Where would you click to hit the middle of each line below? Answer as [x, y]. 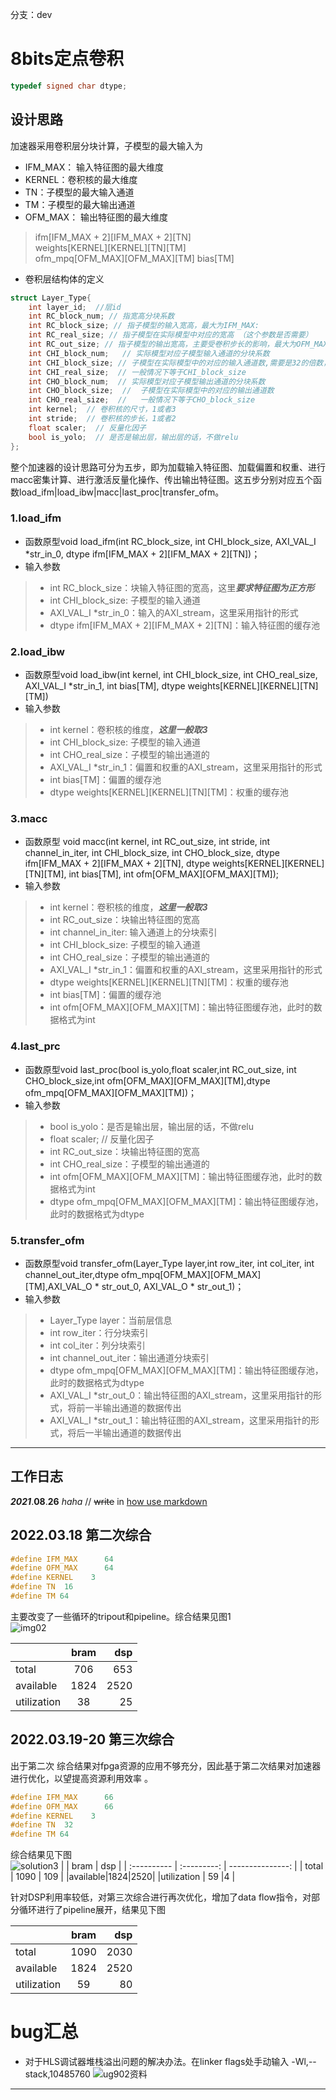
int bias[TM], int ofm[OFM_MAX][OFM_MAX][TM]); [174, 874]
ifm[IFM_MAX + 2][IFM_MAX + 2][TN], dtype [117, 864]
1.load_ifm [36, 518]
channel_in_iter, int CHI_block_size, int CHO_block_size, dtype [152, 853]
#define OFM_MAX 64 [62, 1568]
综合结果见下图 [41, 1855]
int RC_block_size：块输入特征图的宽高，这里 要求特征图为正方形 [182, 587]
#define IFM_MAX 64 [62, 1559]
